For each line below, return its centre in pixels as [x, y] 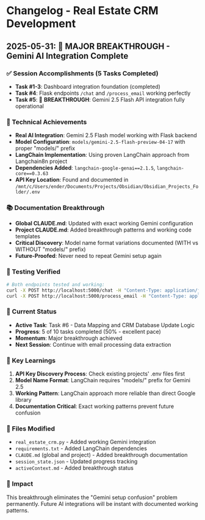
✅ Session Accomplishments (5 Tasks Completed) [82, 73]
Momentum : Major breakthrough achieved [69, 338]
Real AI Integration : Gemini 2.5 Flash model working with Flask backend [106, 135]
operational [29, 106]
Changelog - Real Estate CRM [82, 11]
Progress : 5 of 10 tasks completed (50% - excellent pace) [88, 331]
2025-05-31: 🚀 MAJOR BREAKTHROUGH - [88, 46]
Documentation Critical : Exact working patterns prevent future [95, 406]
